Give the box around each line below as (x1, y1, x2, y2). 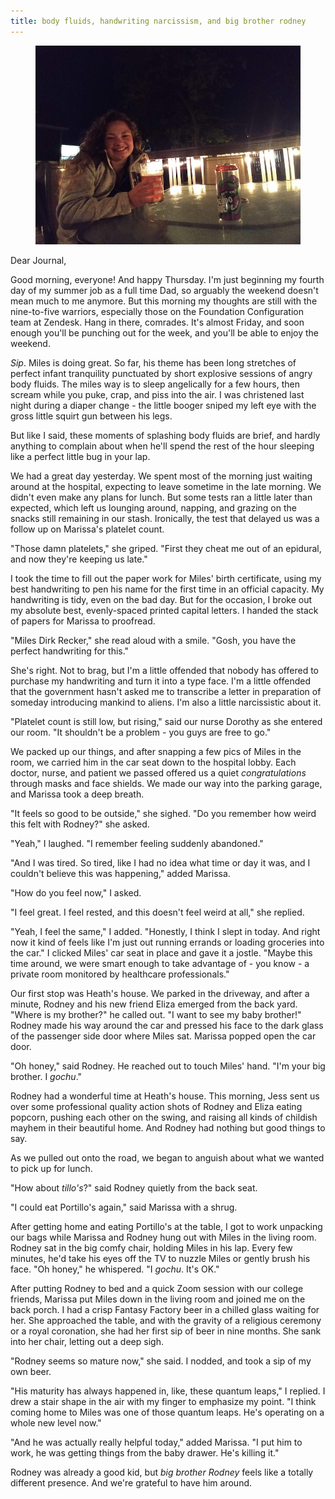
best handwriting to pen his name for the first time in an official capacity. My (10, 583, 325, 595)
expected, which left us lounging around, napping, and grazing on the (10, 501, 297, 514)
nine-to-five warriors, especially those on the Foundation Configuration (10, 305, 304, 317)
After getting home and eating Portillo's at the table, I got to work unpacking (10, 1220, 323, 1232)
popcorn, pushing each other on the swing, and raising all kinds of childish (10, 1111, 318, 1123)
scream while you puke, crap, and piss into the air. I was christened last (10, 388, 305, 400)
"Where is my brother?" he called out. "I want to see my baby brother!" (10, 1008, 302, 1020)
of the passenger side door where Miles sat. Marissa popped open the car (10, 1030, 317, 1042)
